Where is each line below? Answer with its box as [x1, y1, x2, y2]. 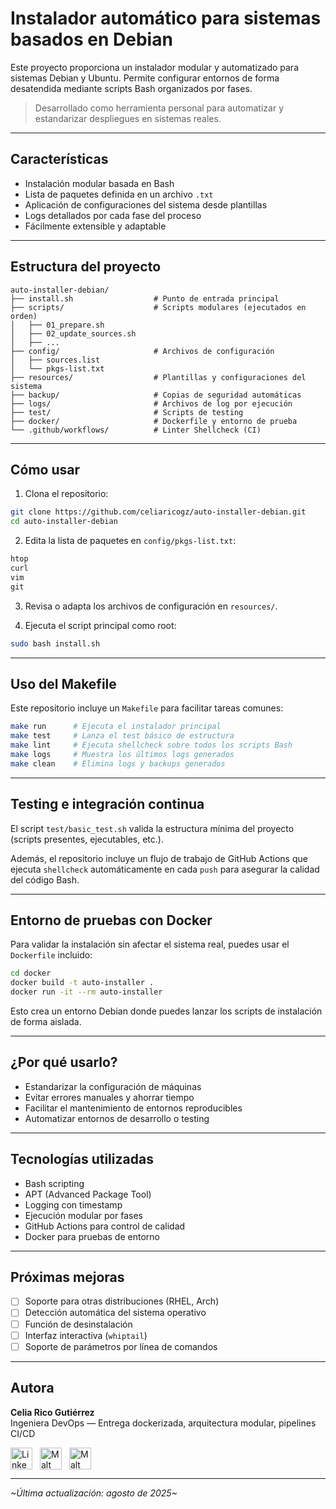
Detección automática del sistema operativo [24, 1307, 207, 1319]
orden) [10, 311, 38, 321]
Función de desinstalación [24, 1318, 133, 1330]
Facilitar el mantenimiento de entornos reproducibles [24, 1102, 243, 1114]
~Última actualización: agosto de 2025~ [10, 1487, 178, 1499]
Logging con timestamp [24, 1198, 123, 1211]
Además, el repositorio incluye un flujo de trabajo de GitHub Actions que [10, 852, 308, 864]
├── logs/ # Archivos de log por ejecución [10, 398, 293, 409]
